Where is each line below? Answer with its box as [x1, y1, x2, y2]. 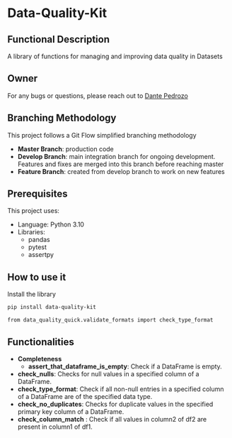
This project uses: [7, 207, 60, 215]
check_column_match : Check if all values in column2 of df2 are [17, 415, 207, 423]
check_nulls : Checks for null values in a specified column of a [17, 369, 199, 378]
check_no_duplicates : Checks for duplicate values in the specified [17, 400, 214, 408]
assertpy [28, 251, 54, 259]
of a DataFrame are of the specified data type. [17, 392, 153, 400]
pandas [28, 236, 51, 244]
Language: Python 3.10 [17, 220, 85, 229]
